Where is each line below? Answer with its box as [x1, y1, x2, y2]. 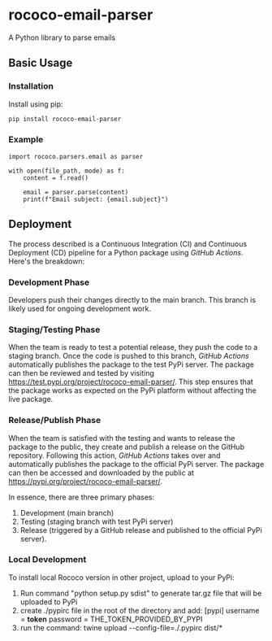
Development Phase [8, 277, 90, 288]
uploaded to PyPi [19, 596, 78, 607]
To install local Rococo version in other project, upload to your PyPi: [8, 572, 235, 582]
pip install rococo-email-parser [8, 115, 122, 123]
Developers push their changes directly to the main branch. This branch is [8, 294, 257, 304]
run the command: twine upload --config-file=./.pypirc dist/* [19, 622, 223, 632]
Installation [8, 81, 54, 92]
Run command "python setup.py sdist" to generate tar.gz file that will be [19, 588, 262, 598]
